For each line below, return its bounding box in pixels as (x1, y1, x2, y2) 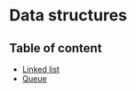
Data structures (9, 5, 127, 26)
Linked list (21, 64, 60, 74)
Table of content (9, 41, 102, 56)
